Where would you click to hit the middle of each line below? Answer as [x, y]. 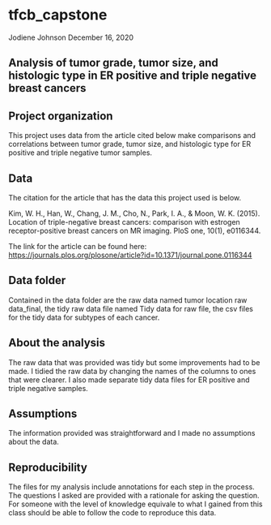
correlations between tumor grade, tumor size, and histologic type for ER [130, 144]
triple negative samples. [49, 388]
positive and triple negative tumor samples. [80, 153]
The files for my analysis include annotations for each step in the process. [131, 487]
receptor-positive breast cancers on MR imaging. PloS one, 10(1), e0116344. [135, 230]
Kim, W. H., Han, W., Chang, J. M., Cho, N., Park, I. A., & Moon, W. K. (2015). [134, 213]
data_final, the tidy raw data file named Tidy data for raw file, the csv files [131, 308]
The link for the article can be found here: [78, 246]
